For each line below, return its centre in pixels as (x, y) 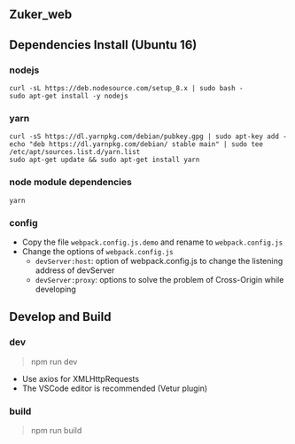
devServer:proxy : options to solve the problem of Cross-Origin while (159, 279)
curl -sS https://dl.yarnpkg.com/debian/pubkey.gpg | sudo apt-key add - (148, 136)
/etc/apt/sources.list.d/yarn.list (75, 152)
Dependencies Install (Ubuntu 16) (103, 45)
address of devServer (75, 270)
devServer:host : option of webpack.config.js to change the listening (159, 261)
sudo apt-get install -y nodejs (69, 97)
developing (56, 289)
